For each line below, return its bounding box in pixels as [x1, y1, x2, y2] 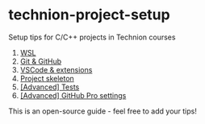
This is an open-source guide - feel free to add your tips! [8, 106, 198, 116]
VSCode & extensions [19, 64, 93, 74]
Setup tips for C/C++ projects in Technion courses [8, 32, 176, 42]
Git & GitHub [19, 56, 62, 66]
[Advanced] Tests [19, 82, 80, 92]
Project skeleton [19, 73, 74, 83]
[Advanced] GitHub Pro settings [19, 90, 127, 100]
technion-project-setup [8, 6, 171, 24]
